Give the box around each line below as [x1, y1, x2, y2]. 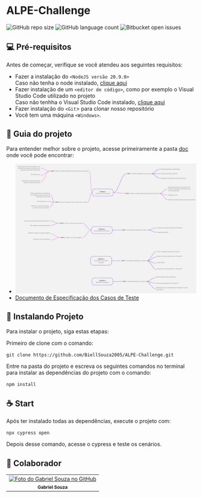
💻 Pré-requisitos [6, 42, 72, 52]
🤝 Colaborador [6, 458, 62, 468]
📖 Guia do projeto [6, 129, 72, 139]
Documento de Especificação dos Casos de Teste [14, 294, 139, 301]
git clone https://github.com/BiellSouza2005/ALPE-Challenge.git [6, 352, 174, 358]
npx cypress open [6, 430, 50, 436]
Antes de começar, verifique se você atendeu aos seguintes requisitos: [6, 61, 183, 68]
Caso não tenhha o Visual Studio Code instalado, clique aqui [14, 98, 165, 106]
